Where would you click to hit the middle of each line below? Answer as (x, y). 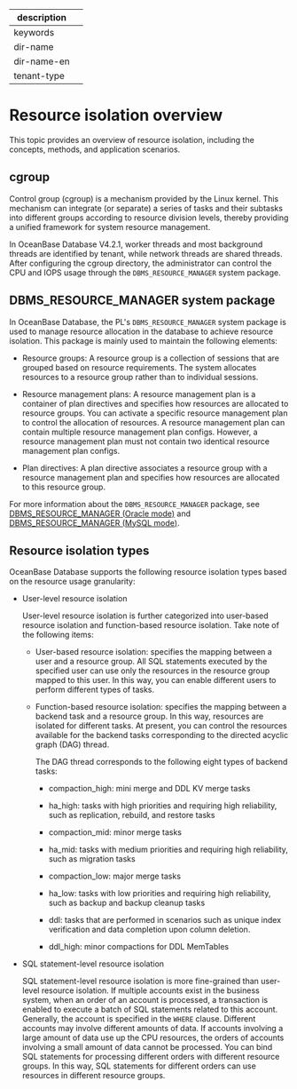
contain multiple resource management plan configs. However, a (140, 432)
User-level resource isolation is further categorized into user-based (145, 616)
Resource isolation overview (116, 115)
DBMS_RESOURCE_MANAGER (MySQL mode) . (94, 522)
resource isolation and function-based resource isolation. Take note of (150, 625)
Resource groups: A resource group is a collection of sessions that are (150, 358)
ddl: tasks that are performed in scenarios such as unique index (165, 920)
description (42, 17)
